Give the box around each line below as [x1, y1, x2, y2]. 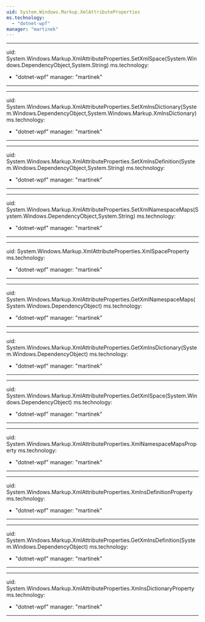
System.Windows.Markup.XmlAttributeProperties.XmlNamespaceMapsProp [6, 440, 197, 448]
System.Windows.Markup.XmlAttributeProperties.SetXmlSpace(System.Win [6, 55, 197, 62]
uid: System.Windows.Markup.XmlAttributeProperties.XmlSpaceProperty [6, 248, 190, 255]
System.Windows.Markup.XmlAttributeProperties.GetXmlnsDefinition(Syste [6, 536, 196, 544]
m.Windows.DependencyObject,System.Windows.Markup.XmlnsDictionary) [6, 109, 197, 117]
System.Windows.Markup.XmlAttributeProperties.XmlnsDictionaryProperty [6, 585, 195, 592]
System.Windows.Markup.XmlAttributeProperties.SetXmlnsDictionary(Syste [6, 103, 197, 111]
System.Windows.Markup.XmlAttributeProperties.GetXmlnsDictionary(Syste [6, 344, 197, 352]
